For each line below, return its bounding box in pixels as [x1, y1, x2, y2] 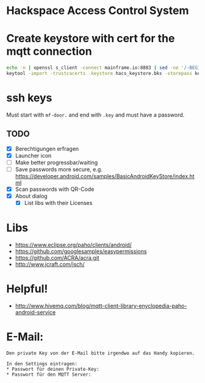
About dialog [15, 192, 48, 199]
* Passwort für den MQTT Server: [6, 371, 92, 378]
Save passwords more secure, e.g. [15, 165, 103, 173]
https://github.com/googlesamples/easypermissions [15, 248, 147, 255]
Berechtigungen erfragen [15, 145, 79, 152]
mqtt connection [6, 45, 93, 59]
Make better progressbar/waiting [15, 159, 98, 166]
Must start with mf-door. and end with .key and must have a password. [6, 111, 185, 118]
